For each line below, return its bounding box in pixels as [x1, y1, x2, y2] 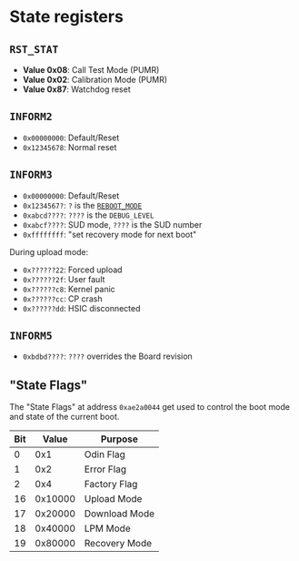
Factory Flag [84, 478, 138, 491]
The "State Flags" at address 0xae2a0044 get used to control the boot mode [9, 402, 291, 413]
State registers [9, 6, 125, 27]
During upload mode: [9, 246, 89, 257]
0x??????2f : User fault [22, 273, 105, 284]
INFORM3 [9, 168, 53, 181]
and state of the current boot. [9, 412, 120, 423]
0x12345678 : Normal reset [22, 141, 117, 152]
